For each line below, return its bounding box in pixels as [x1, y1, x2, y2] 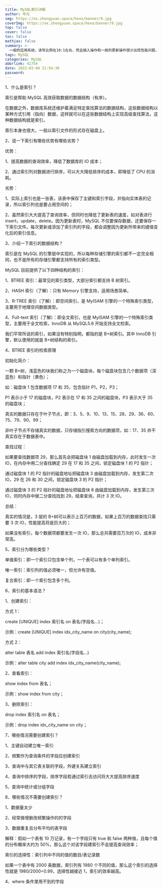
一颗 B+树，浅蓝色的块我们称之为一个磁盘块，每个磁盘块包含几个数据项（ [5, 368, 152, 374]
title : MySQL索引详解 [5, 7, 46, 12]
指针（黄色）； [21, 374, 50, 379]
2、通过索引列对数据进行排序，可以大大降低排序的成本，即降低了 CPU [5, 169, 146, 174]
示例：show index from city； [5, 691, 64, 697]
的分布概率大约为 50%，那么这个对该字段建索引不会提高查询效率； [5, 841, 139, 847]
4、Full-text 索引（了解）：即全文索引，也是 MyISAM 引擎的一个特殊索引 [5, 314, 149, 320]
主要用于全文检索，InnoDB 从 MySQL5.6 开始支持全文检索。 [13, 320, 133, 326]
